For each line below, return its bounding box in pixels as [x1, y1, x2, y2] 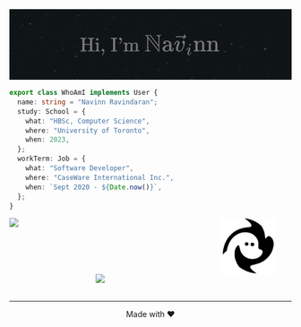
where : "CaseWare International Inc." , [25, 173, 175, 182]
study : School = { [17, 107, 87, 116]
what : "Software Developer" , [25, 164, 134, 173]
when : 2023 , [25, 135, 70, 144]
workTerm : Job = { [17, 154, 87, 164]
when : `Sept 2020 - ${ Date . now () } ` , [25, 183, 163, 192]
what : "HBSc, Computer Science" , [25, 116, 150, 125]
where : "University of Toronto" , [25, 125, 150, 135]
